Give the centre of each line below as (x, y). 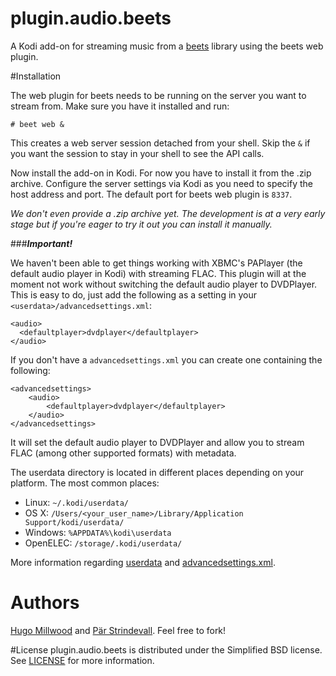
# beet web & (37, 124)
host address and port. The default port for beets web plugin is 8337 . (151, 194)
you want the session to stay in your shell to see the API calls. (137, 153)
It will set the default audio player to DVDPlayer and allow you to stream (157, 442)
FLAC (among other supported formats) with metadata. (123, 453)
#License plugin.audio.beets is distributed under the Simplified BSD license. (166, 649)
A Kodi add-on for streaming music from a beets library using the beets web (167, 46)
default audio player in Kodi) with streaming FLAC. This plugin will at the (158, 273)
